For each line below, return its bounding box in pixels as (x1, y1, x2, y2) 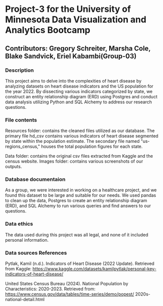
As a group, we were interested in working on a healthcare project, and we (5, 187, 157, 193)
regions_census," (5, 143, 41, 149)
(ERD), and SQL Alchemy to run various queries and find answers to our (5, 203, 151, 209)
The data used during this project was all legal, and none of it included (5, 231, 149, 238)
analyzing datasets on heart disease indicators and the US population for (5, 83, 154, 89)
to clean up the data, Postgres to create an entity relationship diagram (5, 198, 147, 204)
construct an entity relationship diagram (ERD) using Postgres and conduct (5, 93, 158, 99)
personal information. (5, 237, 49, 243)
